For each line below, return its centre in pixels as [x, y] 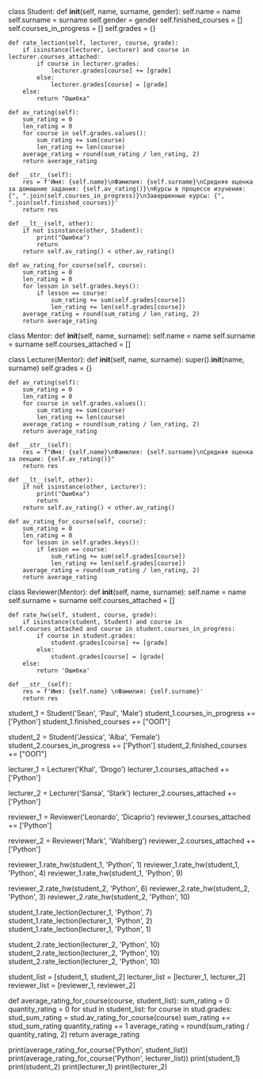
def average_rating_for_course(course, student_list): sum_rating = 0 [119, 1001]
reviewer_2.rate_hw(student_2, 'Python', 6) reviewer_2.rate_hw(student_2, [129, 888]
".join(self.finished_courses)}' [63, 203]
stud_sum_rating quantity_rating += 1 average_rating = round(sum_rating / [129, 1026]
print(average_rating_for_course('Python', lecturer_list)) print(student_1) [124, 1058]
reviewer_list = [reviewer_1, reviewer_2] [72, 985]
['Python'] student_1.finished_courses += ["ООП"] [89, 721]
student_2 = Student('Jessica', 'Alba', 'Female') [84, 737]
